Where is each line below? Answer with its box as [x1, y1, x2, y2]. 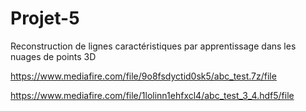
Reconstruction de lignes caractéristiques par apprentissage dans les [10, 40, 297, 52]
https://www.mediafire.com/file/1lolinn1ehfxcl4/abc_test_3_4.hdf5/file [10, 89, 295, 101]
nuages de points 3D [10, 50, 97, 62]
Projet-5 [10, 7, 80, 30]
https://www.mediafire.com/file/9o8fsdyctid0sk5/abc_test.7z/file [10, 70, 277, 82]
